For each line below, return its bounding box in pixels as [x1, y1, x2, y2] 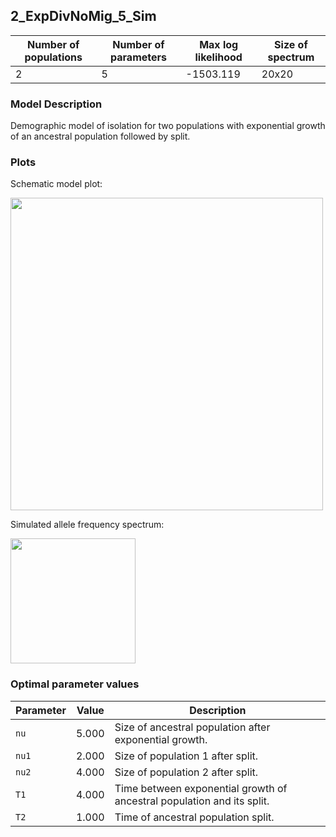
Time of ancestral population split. [114, 810, 275, 824]
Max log [199, 37, 239, 51]
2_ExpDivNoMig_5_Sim [10, 8, 157, 25]
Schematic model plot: [10, 178, 103, 190]
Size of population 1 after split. [114, 749, 259, 763]
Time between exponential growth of [114, 781, 288, 795]
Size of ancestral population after [114, 720, 271, 734]
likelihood [194, 50, 243, 64]
